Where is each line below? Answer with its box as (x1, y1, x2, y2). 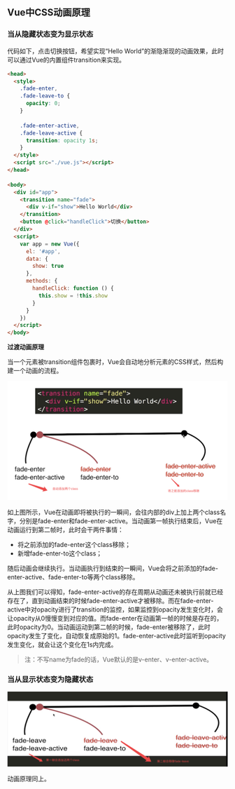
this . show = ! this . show (38, 292, 108, 299)
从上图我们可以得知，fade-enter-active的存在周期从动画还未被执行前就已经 (7, 588, 224, 596)
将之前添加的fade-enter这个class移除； (17, 541, 131, 549)
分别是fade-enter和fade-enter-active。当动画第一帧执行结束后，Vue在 (19, 517, 223, 525)
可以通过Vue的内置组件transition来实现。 (7, 55, 126, 64)
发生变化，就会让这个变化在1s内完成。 (7, 640, 117, 649)
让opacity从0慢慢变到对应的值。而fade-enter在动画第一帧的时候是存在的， (7, 614, 223, 623)
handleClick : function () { (32, 285, 114, 292)
